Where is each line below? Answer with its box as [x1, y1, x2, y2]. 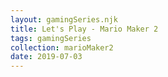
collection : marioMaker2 [10, 42, 114, 53]
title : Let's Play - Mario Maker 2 [10, 24, 159, 34]
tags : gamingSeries [10, 33, 92, 43]
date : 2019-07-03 [10, 52, 83, 62]
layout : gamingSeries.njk [10, 14, 118, 25]
